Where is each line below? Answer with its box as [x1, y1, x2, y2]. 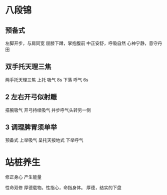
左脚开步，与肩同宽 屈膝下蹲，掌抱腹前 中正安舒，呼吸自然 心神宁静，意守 [5, 40, 158, 46]
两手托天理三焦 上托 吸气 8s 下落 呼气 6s [5, 76, 88, 82]
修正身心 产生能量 [5, 174, 41, 180]
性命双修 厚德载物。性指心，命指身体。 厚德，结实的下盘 [5, 184, 121, 190]
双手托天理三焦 [5, 62, 51, 71]
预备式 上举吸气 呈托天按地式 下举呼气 [5, 137, 83, 143]
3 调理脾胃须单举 [5, 123, 57, 131]
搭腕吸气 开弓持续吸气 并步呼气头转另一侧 [5, 107, 91, 113]
